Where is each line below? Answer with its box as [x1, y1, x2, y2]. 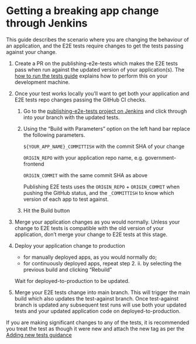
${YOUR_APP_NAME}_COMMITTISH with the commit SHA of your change [23, 143, 185, 150]
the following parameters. [23, 131, 85, 139]
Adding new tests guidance [6, 331, 72, 338]
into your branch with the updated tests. [23, 113, 120, 121]
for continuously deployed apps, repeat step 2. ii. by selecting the [23, 259, 182, 267]
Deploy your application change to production [14, 242, 126, 249]
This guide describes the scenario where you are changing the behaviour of [6, 36, 189, 43]
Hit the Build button [23, 207, 70, 214]
